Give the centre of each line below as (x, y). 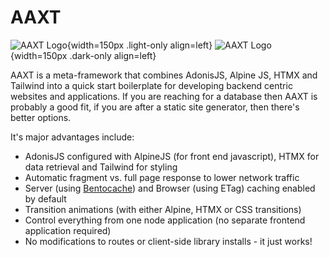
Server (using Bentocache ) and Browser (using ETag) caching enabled (170, 188)
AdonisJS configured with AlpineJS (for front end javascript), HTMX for (172, 156)
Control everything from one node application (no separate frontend (165, 220)
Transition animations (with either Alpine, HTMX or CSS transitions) (163, 209)
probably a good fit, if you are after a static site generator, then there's (155, 107)
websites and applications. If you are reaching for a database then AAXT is (164, 96)
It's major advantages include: (72, 137)
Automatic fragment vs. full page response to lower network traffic (162, 177)
